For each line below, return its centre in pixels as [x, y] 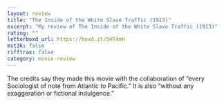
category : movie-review [41, 59]
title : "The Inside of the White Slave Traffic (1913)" [89, 20]
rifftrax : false [30, 53]
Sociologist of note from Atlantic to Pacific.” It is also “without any [101, 86]
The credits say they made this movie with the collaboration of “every [106, 78]
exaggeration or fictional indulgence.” [60, 93]
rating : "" [23, 33]
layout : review [29, 14]
